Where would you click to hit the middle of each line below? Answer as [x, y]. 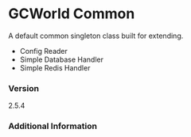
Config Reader [43, 51]
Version [24, 88]
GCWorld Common [72, 14]
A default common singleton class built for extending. [96, 36]
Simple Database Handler [61, 59]
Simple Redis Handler [55, 67]
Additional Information [53, 126]
